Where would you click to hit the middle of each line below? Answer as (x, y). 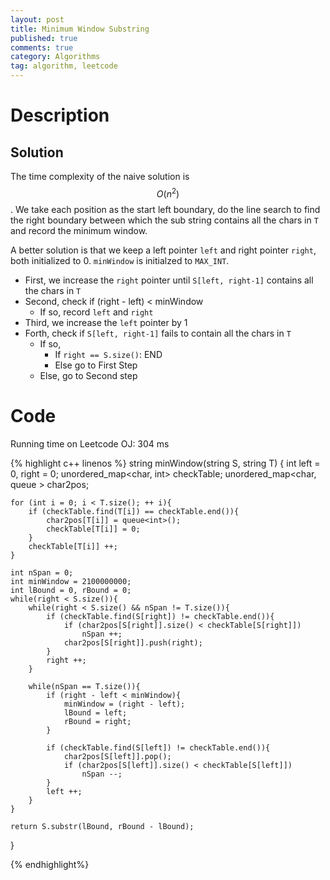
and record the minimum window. (79, 230)
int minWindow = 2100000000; (71, 581)
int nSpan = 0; (42, 572)
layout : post (37, 19)
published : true (44, 38)
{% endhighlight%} (50, 864)
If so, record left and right (96, 312)
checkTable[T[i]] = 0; (93, 529)
